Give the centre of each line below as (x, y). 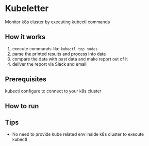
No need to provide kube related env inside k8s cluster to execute (78, 134)
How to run (22, 106)
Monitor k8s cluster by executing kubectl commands (58, 22)
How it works (25, 37)
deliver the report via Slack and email (49, 64)
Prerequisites (26, 80)
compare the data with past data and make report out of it (70, 59)
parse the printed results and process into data (59, 54)
